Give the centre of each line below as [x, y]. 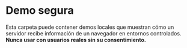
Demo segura [40, 10]
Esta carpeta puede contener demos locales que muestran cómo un [90, 27]
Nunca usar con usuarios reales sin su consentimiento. [76, 40]
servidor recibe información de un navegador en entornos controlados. [93, 33]
